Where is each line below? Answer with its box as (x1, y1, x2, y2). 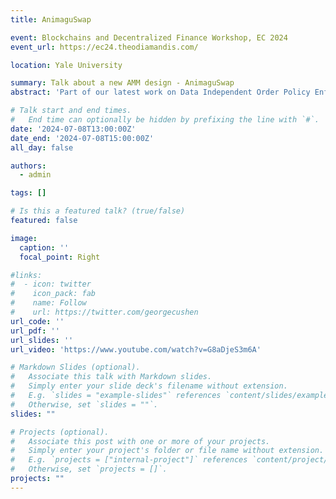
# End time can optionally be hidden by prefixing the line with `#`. (10, 115, 320, 125)
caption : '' (19, 242, 70, 253)
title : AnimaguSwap (10, 14, 92, 25)
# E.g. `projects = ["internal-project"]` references (10, 455, 248, 465)
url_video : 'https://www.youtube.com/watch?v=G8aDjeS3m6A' (10, 344, 262, 355)
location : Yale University (10, 60, 123, 70)
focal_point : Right (19, 252, 101, 262)
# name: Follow (10, 298, 87, 308)
